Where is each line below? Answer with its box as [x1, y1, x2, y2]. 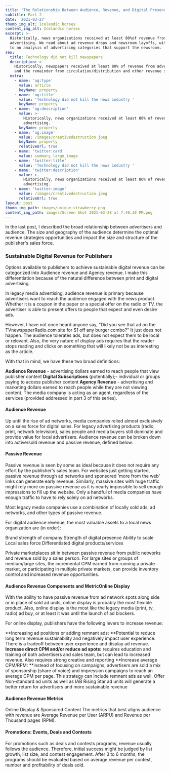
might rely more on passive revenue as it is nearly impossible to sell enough [5, 483, 163, 489]
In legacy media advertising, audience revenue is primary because [5, 290, 144, 296]
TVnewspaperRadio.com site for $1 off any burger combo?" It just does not [5, 327, 162, 333]
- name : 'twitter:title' [14, 158, 67, 163]
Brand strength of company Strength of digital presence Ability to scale [5, 534, 154, 540]
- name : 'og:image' [14, 130, 56, 135]
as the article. [5, 348, 34, 355]
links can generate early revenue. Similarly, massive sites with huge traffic [5, 478, 160, 484]
